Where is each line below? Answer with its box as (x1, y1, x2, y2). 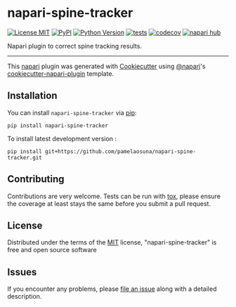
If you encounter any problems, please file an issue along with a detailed (7, 285, 217, 293)
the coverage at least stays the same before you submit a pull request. (7, 199, 211, 208)
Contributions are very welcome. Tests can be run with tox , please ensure (7, 192, 221, 200)
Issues (7, 266, 37, 278)
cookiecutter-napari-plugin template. (7, 69, 114, 78)
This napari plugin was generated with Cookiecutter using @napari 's (7, 62, 206, 70)
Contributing (7, 174, 65, 185)
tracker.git (7, 154, 42, 161)
